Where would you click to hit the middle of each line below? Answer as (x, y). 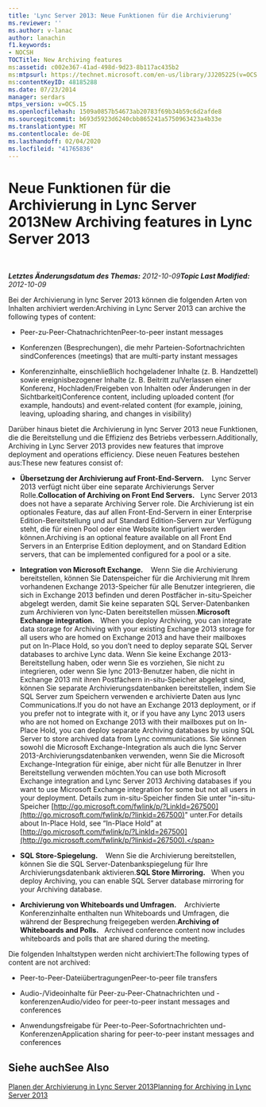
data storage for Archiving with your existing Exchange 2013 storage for (137, 629)
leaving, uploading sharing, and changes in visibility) (106, 414)
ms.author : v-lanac (40, 30)
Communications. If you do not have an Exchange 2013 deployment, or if (138, 705)
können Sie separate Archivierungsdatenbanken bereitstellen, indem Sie (138, 688)
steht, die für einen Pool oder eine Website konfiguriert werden (123, 529)
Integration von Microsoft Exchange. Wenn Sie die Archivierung (129, 570)
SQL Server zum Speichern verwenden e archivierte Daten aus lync (130, 697)
